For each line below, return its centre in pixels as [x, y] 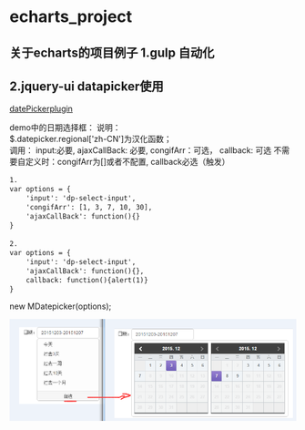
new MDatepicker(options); [61, 306]
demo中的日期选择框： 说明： [65, 128]
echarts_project [71, 17]
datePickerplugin [41, 109]
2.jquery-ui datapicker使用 [86, 86]
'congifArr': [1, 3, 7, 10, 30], [89, 208]
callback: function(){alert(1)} [87, 281]
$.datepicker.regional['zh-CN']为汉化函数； [91, 139]
